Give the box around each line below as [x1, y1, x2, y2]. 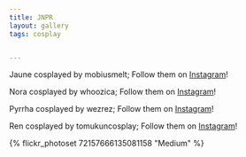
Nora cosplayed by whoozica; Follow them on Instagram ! [9, 86, 217, 98]
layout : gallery [9, 21, 69, 30]
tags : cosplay [9, 29, 62, 38]
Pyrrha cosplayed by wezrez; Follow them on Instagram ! [9, 104, 214, 114]
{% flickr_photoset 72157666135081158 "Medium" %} [9, 138, 205, 149]
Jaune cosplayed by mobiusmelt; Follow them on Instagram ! [9, 69, 228, 80]
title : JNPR [9, 12, 53, 22]
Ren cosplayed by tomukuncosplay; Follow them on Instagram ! [9, 121, 238, 131]
